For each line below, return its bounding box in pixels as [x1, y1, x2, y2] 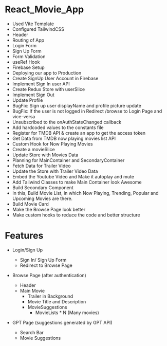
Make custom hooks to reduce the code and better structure [12, 212, 140, 218]
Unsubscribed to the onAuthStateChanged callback [12, 119, 122, 125]
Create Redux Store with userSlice [12, 86, 85, 92]
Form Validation [12, 53, 46, 60]
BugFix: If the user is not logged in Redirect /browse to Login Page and [12, 108, 162, 114]
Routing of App [12, 37, 45, 43]
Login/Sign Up [12, 247, 43, 253]
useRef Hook [12, 59, 40, 65]
